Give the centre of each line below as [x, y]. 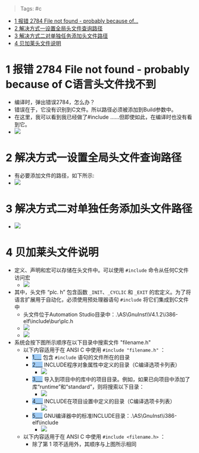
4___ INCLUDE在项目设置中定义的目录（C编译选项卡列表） [104, 401]
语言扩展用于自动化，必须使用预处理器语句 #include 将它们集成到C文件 [101, 299]
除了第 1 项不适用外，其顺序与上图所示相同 [84, 444]
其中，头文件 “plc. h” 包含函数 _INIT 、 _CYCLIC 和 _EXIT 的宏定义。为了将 [102, 292]
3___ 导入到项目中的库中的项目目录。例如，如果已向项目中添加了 [111, 379]
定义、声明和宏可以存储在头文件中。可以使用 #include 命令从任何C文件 [101, 270]
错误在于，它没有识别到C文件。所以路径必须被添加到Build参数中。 [95, 109]
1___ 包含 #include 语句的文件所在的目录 [81, 357]
